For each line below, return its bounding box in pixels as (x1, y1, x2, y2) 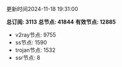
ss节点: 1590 (15, 39, 48, 46)
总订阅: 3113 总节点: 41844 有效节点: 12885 (6, 18, 116, 26)
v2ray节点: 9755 (15, 31, 56, 38)
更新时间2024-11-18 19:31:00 (6, 5, 78, 12)
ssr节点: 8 (15, 54, 41, 61)
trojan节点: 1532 (15, 46, 56, 54)
